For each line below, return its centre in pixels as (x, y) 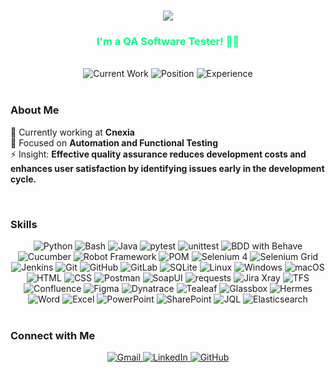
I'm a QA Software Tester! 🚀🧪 (168, 42)
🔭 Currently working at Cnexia (72, 132)
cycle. (23, 179)
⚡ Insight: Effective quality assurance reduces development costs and (158, 154)
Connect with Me (53, 335)
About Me (35, 110)
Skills (24, 224)
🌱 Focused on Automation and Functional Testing (114, 142)
